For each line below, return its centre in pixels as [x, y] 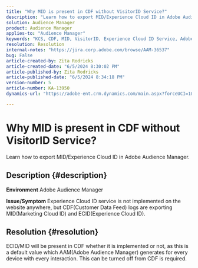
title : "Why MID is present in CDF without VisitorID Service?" [87, 11]
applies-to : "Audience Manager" [46, 34]
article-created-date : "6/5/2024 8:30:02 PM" [63, 66]
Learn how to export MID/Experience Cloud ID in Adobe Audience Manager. [98, 157]
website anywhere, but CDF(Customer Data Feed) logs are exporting [89, 207]
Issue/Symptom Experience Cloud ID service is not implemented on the [93, 201]
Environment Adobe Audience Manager [55, 190]
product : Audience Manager [39, 28]
